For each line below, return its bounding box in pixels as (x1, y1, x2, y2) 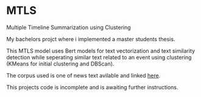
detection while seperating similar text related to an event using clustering (6, 53, 192, 61)
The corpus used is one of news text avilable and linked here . (6, 72, 161, 79)
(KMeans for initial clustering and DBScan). (6, 60, 115, 67)
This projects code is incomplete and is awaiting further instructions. (6, 83, 178, 91)
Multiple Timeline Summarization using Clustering (6, 24, 131, 31)
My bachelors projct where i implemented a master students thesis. (6, 35, 175, 42)
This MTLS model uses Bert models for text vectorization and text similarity (6, 47, 196, 55)
